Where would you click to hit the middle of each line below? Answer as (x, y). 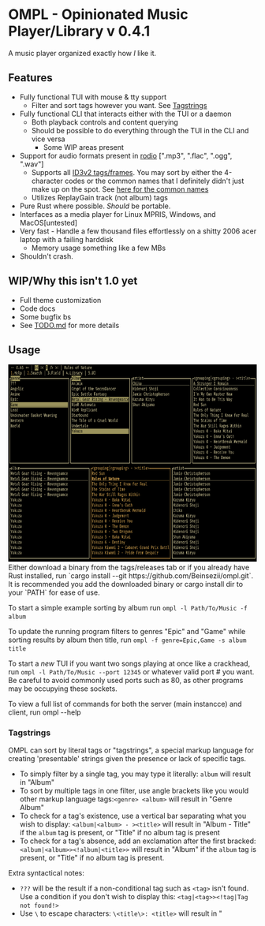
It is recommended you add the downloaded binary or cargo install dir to (125, 584)
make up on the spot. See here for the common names (120, 189)
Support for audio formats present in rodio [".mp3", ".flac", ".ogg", (126, 155)
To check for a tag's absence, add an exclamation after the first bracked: (138, 841)
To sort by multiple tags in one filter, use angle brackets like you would (134, 790)
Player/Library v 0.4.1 (79, 31)
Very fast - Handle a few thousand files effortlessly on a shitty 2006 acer (138, 231)
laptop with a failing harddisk (66, 239)
